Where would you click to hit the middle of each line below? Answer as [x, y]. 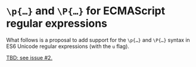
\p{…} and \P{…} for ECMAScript [86, 11]
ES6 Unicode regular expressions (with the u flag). [68, 46]
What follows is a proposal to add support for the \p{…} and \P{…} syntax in [98, 40]
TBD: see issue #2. [29, 58]
